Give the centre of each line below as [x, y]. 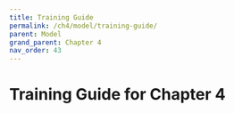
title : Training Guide [51, 17]
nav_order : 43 [36, 51]
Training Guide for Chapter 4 [117, 95]
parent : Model [36, 34]
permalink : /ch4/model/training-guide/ [84, 26]
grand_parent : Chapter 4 [55, 42]
